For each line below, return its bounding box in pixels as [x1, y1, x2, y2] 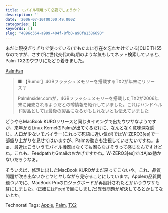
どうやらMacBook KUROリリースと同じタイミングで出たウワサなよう [5, 119, 148, 124]
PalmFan [5, 68, 24, 74]
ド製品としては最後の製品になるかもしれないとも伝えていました [17, 108, 149, 114]
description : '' [5, 12, 39, 17]
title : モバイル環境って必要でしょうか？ [5, 7, 81, 13]
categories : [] [5, 21, 37, 27]
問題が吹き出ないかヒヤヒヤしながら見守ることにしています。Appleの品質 [5, 173, 157, 179]
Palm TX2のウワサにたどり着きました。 [5, 58, 87, 63]
